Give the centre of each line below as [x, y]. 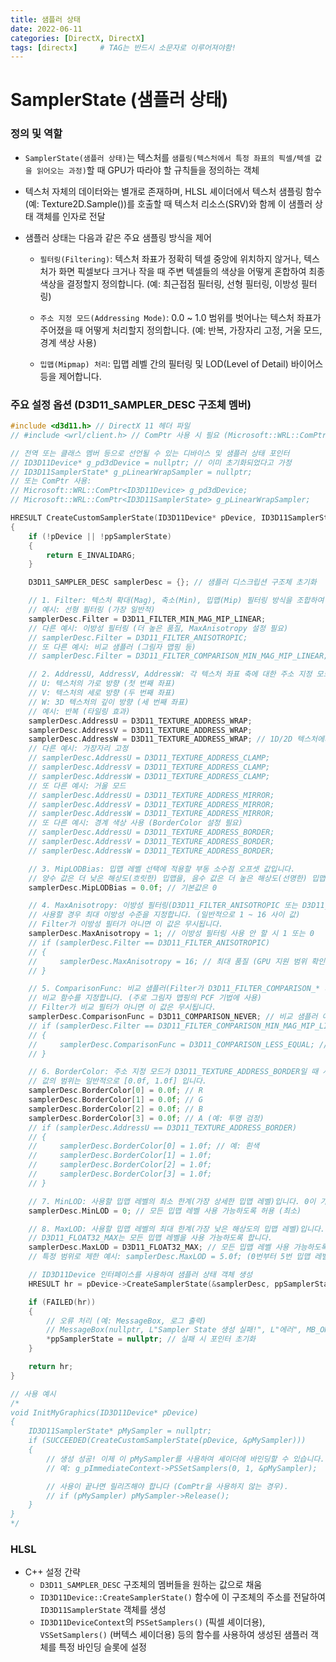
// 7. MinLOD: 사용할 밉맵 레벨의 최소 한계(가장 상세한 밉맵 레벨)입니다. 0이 [172, 1201]
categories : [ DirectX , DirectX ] [77, 38]
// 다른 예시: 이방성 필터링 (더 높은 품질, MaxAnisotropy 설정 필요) [158, 628]
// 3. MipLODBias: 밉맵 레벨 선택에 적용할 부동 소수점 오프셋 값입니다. [162, 869]
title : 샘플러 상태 [45, 19]
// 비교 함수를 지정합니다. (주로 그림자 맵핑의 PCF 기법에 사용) [145, 998]
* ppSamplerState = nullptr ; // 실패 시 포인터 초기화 [151, 1339]
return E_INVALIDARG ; [91, 555]
